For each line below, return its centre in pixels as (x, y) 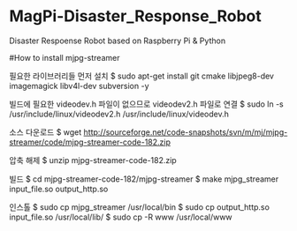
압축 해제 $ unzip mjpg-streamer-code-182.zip (93, 160)
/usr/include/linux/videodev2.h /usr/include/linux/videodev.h (119, 114)
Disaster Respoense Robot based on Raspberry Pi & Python (118, 41)
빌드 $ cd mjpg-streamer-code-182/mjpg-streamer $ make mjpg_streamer (144, 179)
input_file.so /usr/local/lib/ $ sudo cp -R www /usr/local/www (121, 217)
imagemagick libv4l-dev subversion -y (79, 86)
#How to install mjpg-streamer (65, 57)
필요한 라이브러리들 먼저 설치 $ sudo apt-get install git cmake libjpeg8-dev (141, 76)
